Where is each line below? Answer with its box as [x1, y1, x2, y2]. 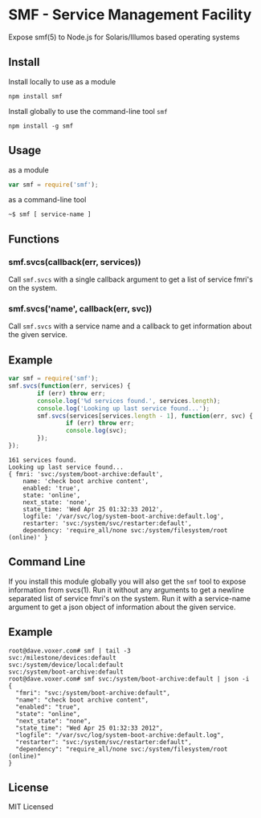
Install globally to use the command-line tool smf [8, 106, 169, 116]
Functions [8, 232, 60, 246]
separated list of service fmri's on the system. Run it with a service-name [8, 593, 251, 603]
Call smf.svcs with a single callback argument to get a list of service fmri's [8, 275, 253, 284]
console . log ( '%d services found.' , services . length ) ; [37, 397, 221, 405]
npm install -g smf [8, 122, 74, 130]
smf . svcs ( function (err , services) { [8, 382, 131, 390]
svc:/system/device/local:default [8, 661, 124, 669]
